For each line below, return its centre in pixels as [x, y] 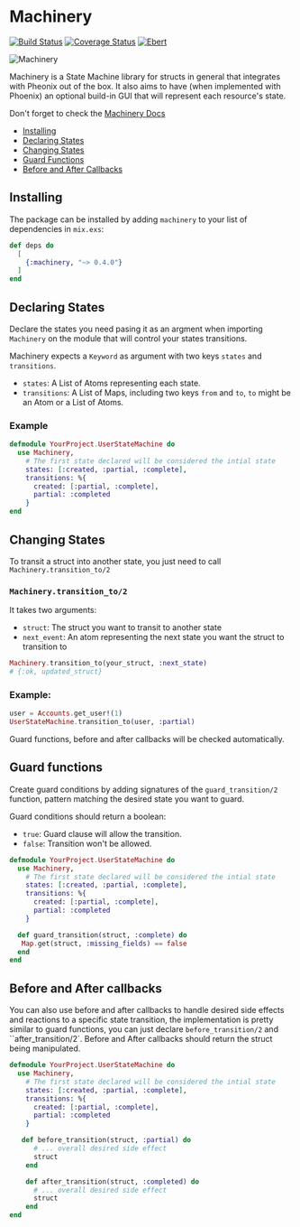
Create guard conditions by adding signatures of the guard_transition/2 [144, 789]
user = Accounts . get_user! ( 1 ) [66, 714]
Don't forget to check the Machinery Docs [87, 113]
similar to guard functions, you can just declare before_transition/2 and [144, 1029]
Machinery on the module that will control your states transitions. [128, 338]
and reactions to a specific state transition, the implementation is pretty [141, 1020]
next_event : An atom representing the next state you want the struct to [153, 637]
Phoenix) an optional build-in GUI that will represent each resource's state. [148, 96]
